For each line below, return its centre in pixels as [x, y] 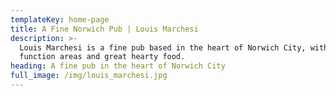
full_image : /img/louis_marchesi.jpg [89, 76]
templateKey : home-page [60, 19]
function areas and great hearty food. [102, 57]
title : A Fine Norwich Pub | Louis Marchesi [104, 29]
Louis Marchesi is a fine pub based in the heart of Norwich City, [163, 47]
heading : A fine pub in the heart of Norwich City [118, 66]
